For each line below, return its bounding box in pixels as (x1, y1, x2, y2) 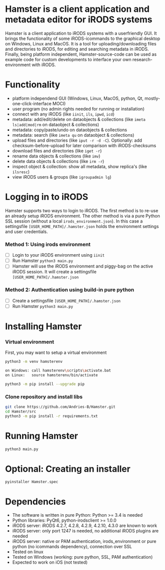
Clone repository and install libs (5, 393, 83, 400)
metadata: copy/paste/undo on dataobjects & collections (12, 127, 127, 133)
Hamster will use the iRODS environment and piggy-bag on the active (12, 263, 154, 269)
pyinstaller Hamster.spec (5, 480, 58, 485)
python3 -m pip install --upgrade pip (5, 381, 85, 386)
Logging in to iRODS (5, 191, 89, 203)
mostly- (144, 95, 160, 101)
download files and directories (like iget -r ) (12, 148, 102, 153)
